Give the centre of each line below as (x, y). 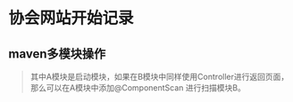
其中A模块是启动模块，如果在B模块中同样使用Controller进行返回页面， (159, 77)
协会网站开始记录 (71, 18)
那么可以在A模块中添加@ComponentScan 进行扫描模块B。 (138, 88)
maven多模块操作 (57, 54)
